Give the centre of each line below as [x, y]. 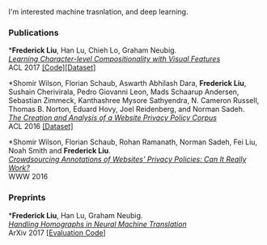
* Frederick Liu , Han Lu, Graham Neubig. [76, 215]
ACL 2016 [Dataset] [41, 127]
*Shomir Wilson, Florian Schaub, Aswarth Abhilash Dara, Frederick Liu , [127, 84]
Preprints [27, 198]
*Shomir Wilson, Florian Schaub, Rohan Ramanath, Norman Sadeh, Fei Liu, [133, 142]
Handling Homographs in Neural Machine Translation [98, 224]
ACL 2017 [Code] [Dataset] [52, 67]
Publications [34, 32]
